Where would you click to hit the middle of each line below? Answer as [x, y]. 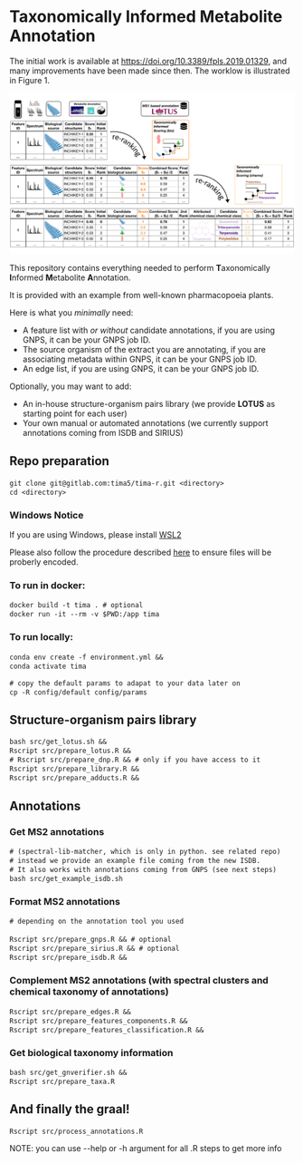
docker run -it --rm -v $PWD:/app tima [85, 615]
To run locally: [42, 637]
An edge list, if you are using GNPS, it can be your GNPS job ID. [141, 368]
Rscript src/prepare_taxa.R [62, 1082]
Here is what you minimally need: [71, 312]
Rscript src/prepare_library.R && [75, 769]
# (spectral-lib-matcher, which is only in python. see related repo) [145, 852]
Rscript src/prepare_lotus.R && [70, 751]
